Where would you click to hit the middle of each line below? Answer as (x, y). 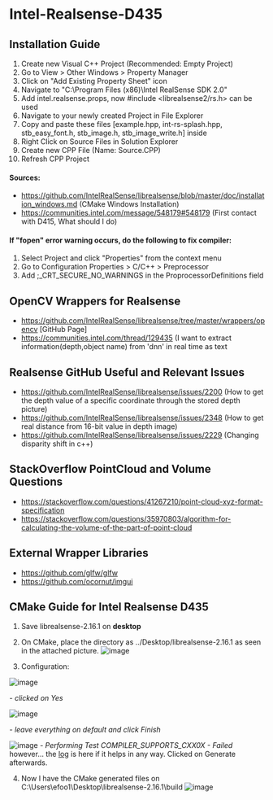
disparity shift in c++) (57, 444)
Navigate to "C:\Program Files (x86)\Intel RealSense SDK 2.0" (124, 90)
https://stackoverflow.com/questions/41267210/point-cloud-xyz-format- (142, 501)
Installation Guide (55, 44)
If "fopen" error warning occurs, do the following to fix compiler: (121, 240)
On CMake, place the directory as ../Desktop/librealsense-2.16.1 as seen (141, 642)
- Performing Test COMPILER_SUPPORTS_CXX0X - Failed (136, 745)
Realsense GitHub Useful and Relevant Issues (127, 372)
